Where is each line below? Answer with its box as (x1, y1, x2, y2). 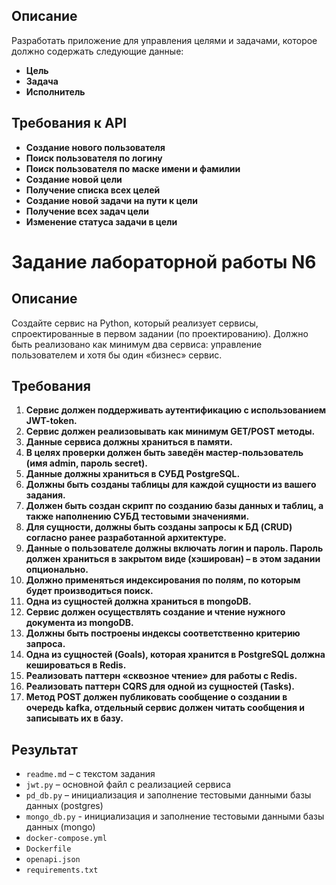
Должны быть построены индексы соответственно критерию (25, 627, 301, 639)
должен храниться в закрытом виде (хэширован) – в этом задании (25, 553, 321, 565)
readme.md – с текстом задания (25, 768, 156, 780)
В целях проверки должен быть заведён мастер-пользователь (25, 447, 304, 459)
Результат (11, 741, 79, 758)
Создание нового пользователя (25, 141, 166, 153)
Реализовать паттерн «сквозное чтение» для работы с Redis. (25, 670, 298, 682)
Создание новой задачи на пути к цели (25, 194, 198, 206)
